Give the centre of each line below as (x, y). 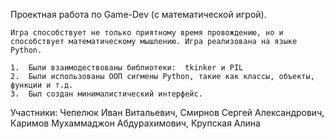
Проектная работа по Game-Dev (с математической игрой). (138, 14)
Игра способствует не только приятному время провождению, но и (147, 33)
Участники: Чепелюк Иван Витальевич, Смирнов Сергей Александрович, (167, 112)
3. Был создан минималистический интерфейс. (106, 94)
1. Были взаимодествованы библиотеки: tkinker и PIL (127, 68)
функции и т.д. (42, 85)
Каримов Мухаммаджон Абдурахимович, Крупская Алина (135, 123)
